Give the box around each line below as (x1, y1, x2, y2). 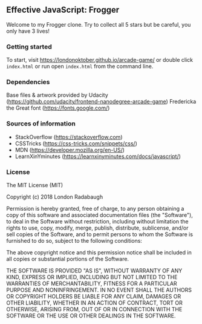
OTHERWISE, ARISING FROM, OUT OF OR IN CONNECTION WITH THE (6, 306, 183, 312)
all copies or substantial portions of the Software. (6, 256, 129, 262)
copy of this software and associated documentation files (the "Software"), (6, 211, 194, 219)
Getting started (6, 42, 53, 51)
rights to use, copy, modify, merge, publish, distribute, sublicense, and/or (6, 224, 189, 231)
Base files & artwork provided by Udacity (6, 91, 109, 99)
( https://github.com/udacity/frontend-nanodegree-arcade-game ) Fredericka (6, 98, 197, 105)
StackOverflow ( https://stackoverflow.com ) (15, 133, 123, 141)
